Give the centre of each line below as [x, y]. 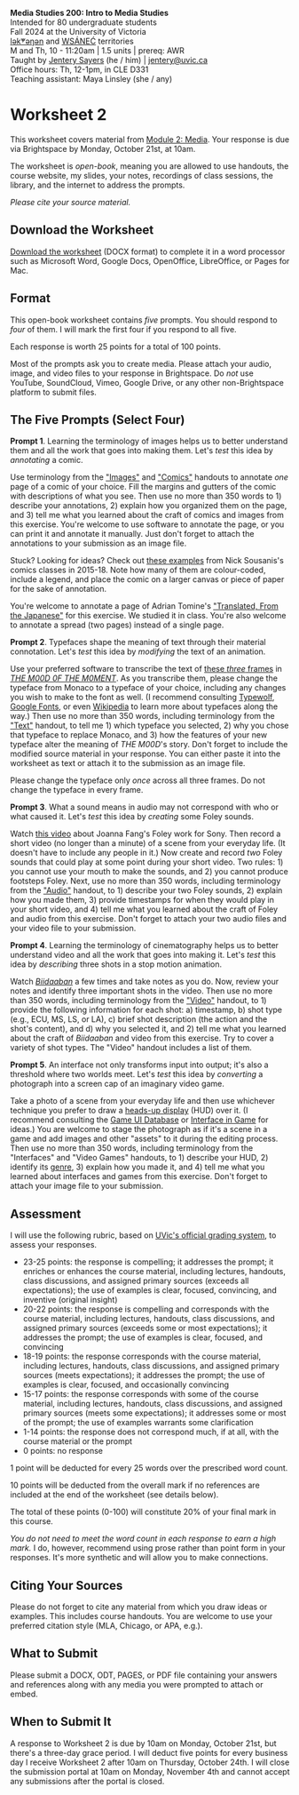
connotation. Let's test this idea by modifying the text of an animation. [138, 651]
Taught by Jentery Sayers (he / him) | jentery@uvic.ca [109, 60]
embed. [24, 1694]
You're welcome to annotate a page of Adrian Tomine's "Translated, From [144, 606]
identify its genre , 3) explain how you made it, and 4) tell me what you [138, 1167]
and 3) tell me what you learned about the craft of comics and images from [147, 515]
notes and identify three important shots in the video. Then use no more [142, 991]
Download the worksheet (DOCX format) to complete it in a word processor [148, 251]
